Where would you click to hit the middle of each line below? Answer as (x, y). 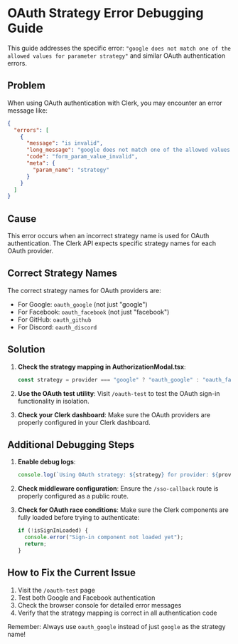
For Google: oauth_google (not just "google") (82, 304)
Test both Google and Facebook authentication (86, 598)
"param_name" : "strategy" (71, 170)
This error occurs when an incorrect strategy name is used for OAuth (108, 236)
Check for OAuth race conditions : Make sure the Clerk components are (123, 510)
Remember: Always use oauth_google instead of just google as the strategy (117, 626)
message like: (28, 110)
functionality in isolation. (54, 401)
